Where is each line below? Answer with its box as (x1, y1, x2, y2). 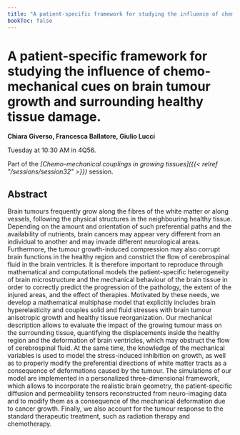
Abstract (7, 188, 48, 200)
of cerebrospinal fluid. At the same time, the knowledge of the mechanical (7, 344, 225, 352)
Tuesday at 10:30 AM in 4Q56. (7, 146, 96, 154)
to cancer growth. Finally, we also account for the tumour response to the (7, 404, 224, 413)
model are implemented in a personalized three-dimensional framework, (7, 374, 220, 383)
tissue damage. (7, 109, 101, 125)
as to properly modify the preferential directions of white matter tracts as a (7, 359, 227, 368)
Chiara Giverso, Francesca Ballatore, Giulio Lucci (7, 132, 156, 141)
